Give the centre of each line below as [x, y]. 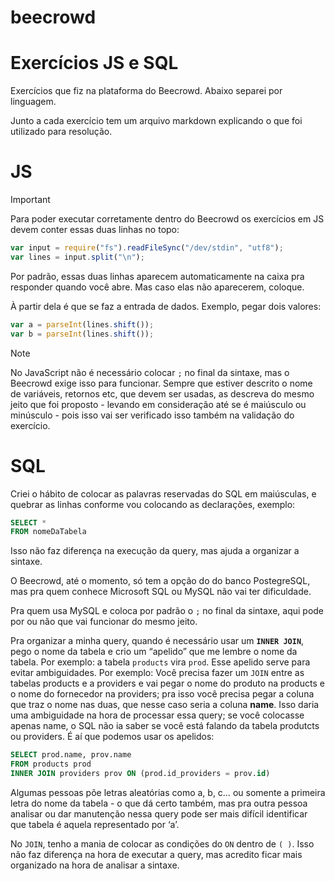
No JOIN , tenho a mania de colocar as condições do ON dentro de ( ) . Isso [162, 843]
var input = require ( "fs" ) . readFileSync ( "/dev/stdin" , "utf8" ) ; [147, 248]
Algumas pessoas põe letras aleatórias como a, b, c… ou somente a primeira [168, 792]
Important [30, 200]
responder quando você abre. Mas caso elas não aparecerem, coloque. [157, 287]
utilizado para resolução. [61, 132]
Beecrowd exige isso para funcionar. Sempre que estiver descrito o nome [161, 383]
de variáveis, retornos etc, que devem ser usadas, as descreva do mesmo [162, 393]
